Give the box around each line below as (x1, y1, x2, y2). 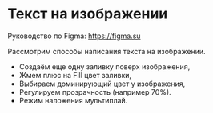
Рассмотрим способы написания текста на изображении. (7, 46, 206, 56)
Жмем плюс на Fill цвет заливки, (18, 70, 132, 80)
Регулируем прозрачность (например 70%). (18, 87, 171, 96)
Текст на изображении (7, 5, 168, 23)
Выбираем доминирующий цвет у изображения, (18, 79, 186, 88)
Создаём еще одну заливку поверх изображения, (18, 61, 191, 72)
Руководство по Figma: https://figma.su (7, 31, 141, 41)
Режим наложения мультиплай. (18, 95, 128, 105)
